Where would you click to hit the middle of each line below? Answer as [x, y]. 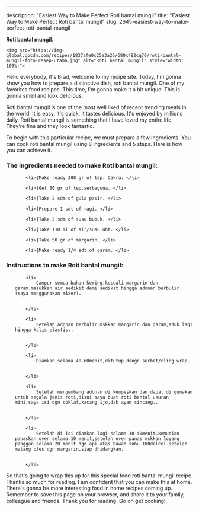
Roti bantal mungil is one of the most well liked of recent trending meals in [96, 107]
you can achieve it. [29, 150]
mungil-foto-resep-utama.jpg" [44, 60]
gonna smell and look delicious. [45, 96]
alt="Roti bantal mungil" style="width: [133, 60]
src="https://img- [42, 50]
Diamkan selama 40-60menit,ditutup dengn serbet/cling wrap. [113, 361]
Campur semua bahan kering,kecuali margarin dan [97, 283]
